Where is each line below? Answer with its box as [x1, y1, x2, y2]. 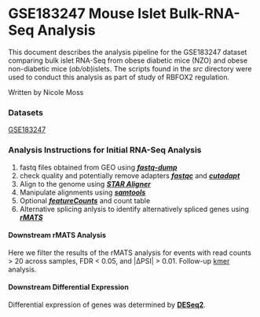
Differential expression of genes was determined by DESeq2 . [8, 300, 206, 309]
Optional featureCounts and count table [19, 195, 151, 205]
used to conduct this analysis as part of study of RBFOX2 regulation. [8, 72, 230, 82]
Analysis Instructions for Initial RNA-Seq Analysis [8, 144, 202, 155]
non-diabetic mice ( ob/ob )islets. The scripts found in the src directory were [8, 64, 252, 73]
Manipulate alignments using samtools [19, 188, 146, 197]
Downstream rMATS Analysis [8, 231, 107, 240]
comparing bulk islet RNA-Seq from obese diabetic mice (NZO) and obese [8, 56, 248, 65]
